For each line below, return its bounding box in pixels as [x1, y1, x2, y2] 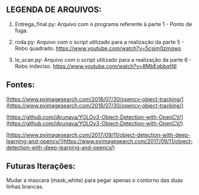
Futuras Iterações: [6, 161, 76, 171]
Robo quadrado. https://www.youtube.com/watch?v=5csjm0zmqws [14, 45, 182, 52]
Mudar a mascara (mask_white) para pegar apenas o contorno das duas [6, 177, 184, 184]
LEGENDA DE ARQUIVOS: [6, 5, 102, 15]
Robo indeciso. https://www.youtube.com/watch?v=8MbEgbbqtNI [14, 62, 177, 70]
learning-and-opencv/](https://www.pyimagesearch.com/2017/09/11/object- [6, 137, 193, 144]
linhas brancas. [6, 183, 43, 190]
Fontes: [6, 80, 35, 90]
